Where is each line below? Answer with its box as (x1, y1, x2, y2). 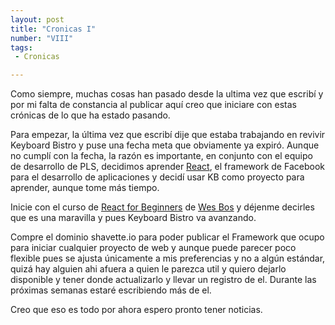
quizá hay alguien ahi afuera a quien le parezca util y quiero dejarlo (10, 263, 287, 275)
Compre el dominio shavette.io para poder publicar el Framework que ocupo (10, 231, 325, 243)
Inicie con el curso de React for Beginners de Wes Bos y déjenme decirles (10, 201, 315, 213)
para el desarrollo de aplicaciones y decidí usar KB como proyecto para (10, 171, 305, 183)
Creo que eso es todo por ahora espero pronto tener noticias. (10, 304, 263, 316)
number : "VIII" (10, 33, 74, 43)
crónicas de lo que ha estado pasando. (10, 109, 171, 121)
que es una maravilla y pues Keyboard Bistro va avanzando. (10, 212, 257, 224)
